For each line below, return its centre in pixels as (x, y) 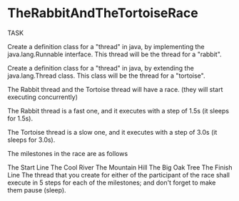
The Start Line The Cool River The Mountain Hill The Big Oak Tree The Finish (120, 167)
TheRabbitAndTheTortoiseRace (103, 13)
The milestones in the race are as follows (68, 153)
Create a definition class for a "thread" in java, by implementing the (106, 46)
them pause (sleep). (37, 190)
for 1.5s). (20, 118)
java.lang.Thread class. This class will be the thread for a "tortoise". (106, 76)
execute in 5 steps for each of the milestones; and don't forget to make (112, 182)
